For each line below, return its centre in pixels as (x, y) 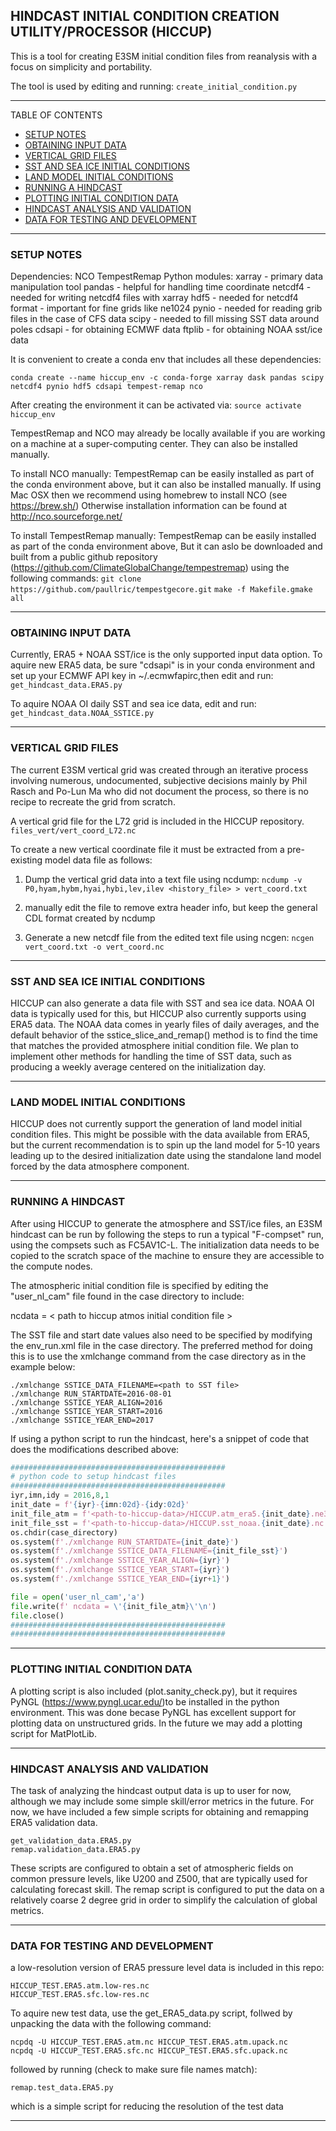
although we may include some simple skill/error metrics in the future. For (162, 1801)
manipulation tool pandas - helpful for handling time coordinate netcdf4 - (161, 287)
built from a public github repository (84, 557)
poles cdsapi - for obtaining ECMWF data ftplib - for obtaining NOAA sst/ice (166, 330)
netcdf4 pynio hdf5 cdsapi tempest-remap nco (106, 387)
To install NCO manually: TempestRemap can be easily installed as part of (162, 474)
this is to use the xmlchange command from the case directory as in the (158, 1356)
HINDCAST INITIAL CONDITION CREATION (145, 16)
